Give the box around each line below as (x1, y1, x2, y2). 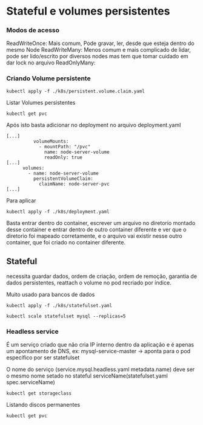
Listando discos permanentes (6, 401, 81, 408)
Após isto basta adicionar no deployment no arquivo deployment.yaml (6, 121, 181, 128)
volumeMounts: (33, 138, 69, 144)
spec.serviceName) (6, 378, 56, 385)
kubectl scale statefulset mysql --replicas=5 (6, 313, 126, 319)
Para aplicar (6, 196, 36, 204)
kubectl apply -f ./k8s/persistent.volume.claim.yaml (6, 88, 145, 94)
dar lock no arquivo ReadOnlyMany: (6, 59, 96, 66)
